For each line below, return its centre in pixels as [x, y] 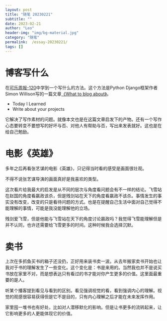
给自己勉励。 [18, 132]
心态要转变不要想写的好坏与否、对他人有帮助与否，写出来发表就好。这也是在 [83, 125]
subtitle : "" [19, 19]
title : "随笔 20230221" [29, 14]
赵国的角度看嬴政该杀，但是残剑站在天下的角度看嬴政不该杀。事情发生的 [83, 196]
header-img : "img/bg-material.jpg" [42, 33]
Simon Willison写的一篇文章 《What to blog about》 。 [58, 94]
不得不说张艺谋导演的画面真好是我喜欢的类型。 [53, 179]
